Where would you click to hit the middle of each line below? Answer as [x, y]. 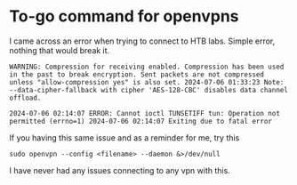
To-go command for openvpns [124, 16]
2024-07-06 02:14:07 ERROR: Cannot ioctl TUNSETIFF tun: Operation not [144, 113]
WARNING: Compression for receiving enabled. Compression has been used [147, 67]
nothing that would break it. [60, 50]
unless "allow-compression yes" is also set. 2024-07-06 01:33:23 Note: [147, 82]
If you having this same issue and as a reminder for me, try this [124, 137]
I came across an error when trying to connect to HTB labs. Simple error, [142, 41]
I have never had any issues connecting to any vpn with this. [120, 170]
